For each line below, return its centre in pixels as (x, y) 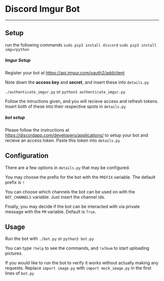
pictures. (14, 254)
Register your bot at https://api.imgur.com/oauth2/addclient (65, 72)
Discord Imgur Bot (42, 9)
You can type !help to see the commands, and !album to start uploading (77, 248)
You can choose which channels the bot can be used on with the (70, 191)
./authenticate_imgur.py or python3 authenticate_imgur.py (65, 92)
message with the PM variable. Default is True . (51, 211)
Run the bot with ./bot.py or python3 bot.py (50, 239)
